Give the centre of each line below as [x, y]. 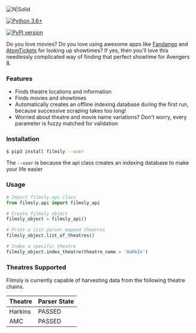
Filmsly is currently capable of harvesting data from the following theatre [96, 280]
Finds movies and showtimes [50, 98]
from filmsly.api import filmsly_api [53, 203]
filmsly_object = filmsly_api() [46, 219]
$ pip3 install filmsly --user [45, 152]
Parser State [56, 301]
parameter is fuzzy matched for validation [66, 123]
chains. [15, 287]
